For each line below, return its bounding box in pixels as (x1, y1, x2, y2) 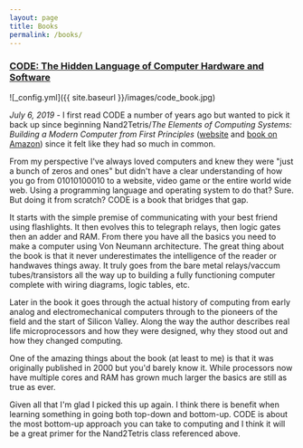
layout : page (9, 13, 59, 23)
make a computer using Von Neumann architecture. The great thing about (9, 241, 285, 252)
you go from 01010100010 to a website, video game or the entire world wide (9, 175, 292, 186)
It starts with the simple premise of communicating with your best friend (9, 212, 279, 223)
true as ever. (9, 381, 56, 392)
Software (9, 71, 52, 84)
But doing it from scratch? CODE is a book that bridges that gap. (9, 194, 249, 205)
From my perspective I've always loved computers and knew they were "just (9, 156, 294, 167)
